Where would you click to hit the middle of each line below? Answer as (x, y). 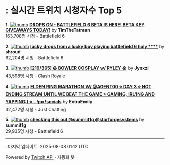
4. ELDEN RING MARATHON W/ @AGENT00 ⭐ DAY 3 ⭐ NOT (78, 86)
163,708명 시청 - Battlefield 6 (35, 36)
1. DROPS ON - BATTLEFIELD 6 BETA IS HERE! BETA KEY (75, 25)
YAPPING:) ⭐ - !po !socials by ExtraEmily (49, 101)
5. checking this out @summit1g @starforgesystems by (75, 119)
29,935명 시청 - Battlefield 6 (34, 131)
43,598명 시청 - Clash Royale (35, 76)
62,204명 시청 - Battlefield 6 (34, 57)
